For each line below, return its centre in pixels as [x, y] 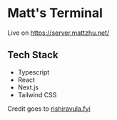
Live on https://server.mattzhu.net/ [58, 33]
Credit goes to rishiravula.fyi [49, 109]
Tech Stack [33, 55]
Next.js [28, 87]
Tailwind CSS [37, 94]
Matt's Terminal [55, 13]
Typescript [34, 72]
